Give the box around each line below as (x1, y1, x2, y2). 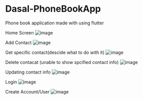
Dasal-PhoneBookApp (5, 3, 101, 15)
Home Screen (5, 29, 34, 36)
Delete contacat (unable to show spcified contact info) (5, 59, 119, 65)
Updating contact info (5, 69, 51, 75)
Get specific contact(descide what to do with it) (5, 49, 105, 55)
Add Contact (5, 39, 32, 46)
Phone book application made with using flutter (5, 20, 104, 26)
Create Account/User (5, 88, 50, 94)
